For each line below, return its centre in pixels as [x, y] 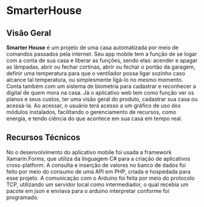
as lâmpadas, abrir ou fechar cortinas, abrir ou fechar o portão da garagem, [101, 67]
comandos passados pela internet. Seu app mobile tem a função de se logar [102, 54]
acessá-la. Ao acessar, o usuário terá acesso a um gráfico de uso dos [93, 106]
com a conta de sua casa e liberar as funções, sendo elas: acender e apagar [102, 60]
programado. [22, 197]
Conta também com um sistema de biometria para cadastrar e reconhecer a [101, 86]
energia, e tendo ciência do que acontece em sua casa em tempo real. [94, 118]
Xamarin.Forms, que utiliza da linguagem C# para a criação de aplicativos [98, 158]
